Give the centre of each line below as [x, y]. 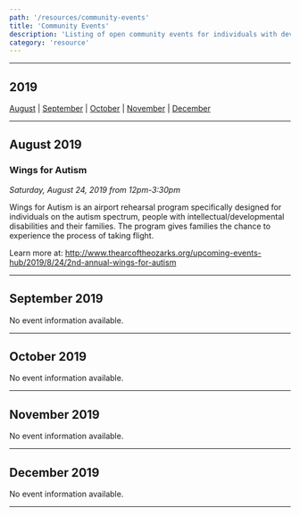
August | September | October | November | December [110, 109]
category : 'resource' [50, 42]
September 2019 [57, 299]
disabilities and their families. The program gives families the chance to [140, 226]
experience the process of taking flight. [82, 235]
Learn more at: [37, 253]
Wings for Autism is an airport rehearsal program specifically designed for [146, 207]
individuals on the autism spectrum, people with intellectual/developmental [147, 216]
